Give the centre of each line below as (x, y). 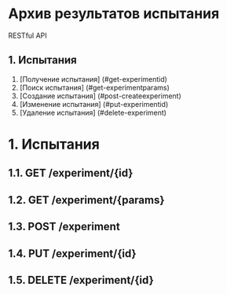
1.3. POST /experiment (64, 227)
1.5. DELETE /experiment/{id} (81, 280)
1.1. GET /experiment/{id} (71, 173)
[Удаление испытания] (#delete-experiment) (93, 112)
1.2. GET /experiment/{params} (86, 200)
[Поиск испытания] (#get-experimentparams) (95, 87)
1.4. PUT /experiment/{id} (72, 254)
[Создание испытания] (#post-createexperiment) (101, 96)
